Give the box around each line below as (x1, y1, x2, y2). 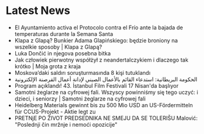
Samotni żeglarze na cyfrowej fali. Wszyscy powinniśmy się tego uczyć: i (14, 88, 199, 96)
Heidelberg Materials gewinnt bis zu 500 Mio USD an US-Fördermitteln (14, 101, 193, 108)
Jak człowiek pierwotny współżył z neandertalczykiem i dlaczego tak (14, 56, 189, 63)
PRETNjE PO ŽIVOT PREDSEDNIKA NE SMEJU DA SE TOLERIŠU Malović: (14, 114, 198, 122)
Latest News (5, 4, 71, 18)
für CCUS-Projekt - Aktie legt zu (14, 108, 96, 115)
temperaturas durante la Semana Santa (14, 30, 114, 37)
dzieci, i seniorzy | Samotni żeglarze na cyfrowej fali (14, 95, 146, 102)
